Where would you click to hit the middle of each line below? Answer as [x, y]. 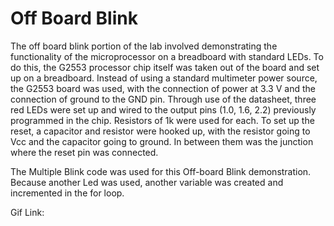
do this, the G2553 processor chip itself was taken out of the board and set [165, 67]
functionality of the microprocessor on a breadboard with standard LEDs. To [167, 56]
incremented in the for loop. [67, 193]
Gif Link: [27, 212]
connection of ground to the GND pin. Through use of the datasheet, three [163, 99]
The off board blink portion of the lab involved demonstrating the [144, 46]
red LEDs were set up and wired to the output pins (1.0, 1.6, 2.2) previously [163, 109]
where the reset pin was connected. [84, 152]
